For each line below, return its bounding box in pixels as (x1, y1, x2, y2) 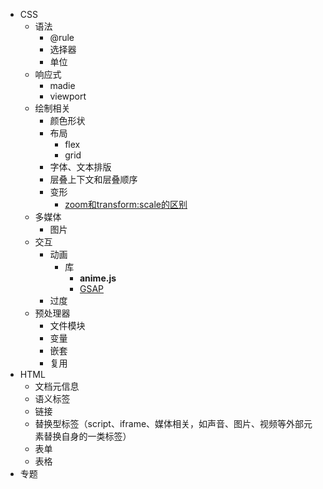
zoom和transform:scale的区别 (64, 199, 188, 210)
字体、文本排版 (49, 161, 112, 173)
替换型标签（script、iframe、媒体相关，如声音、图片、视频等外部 (34, 418, 305, 429)
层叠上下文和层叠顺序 (49, 174, 138, 185)
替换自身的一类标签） (43, 430, 132, 442)
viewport (49, 90, 87, 102)
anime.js (79, 272, 117, 284)
